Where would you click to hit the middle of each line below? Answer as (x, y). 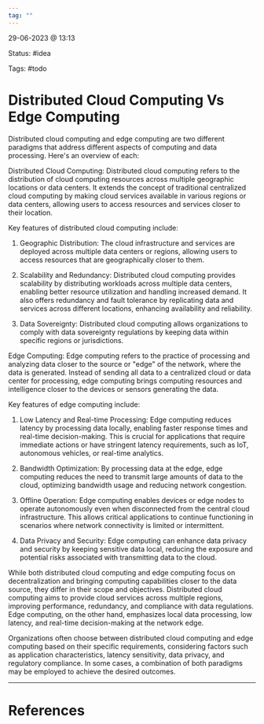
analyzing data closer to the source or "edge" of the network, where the (125, 364)
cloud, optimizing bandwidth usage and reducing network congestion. (133, 485)
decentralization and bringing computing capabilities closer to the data (123, 581)
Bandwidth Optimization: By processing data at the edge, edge (121, 468)
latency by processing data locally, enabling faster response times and (134, 428)
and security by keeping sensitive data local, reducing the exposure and (136, 549)
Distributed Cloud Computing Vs (116, 100)
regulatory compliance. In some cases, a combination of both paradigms (126, 663)
